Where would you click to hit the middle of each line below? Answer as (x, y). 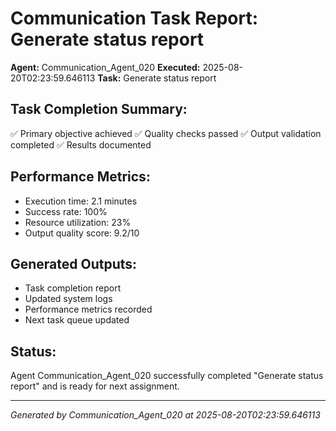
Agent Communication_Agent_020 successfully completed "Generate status (167, 376)
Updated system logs (68, 299)
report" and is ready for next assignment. (95, 386)
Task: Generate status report (157, 78)
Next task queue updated (77, 320)
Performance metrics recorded (88, 309)
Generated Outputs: (74, 263)
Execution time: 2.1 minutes (81, 201)
